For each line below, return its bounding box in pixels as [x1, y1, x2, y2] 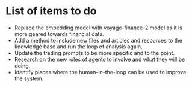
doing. [14, 62, 31, 69]
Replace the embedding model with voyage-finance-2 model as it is [14, 24, 183, 31]
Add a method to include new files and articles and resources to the [14, 37, 183, 44]
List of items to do [5, 4, 97, 18]
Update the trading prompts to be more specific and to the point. [14, 49, 175, 56]
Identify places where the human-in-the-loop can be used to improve [14, 68, 187, 75]
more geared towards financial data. [14, 30, 105, 37]
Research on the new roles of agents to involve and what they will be [14, 56, 185, 63]
